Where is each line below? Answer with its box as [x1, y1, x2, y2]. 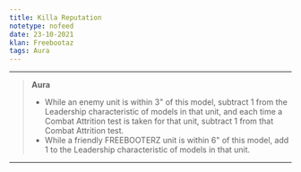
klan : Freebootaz [9, 38, 74, 47]
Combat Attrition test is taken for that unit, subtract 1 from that [44, 116, 274, 126]
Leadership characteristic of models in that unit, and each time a [44, 107, 283, 117]
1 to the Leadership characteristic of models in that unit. [44, 144, 251, 155]
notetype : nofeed [9, 21, 74, 30]
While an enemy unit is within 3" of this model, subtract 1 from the [44, 97, 288, 107]
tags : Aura [9, 47, 50, 56]
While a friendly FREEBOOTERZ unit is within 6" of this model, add [44, 135, 289, 146]
